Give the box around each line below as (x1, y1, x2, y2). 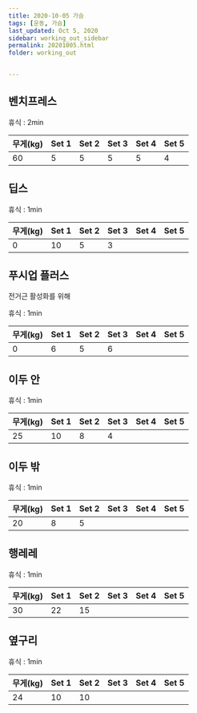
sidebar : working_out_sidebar (8, 34, 110, 42)
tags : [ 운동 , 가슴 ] (8, 19, 66, 27)
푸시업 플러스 (8, 269, 70, 283)
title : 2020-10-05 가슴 (8, 11, 84, 20)
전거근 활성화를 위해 (8, 292, 70, 301)
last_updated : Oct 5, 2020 (8, 26, 98, 34)
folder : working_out (8, 49, 78, 57)
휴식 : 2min (8, 117, 44, 127)
